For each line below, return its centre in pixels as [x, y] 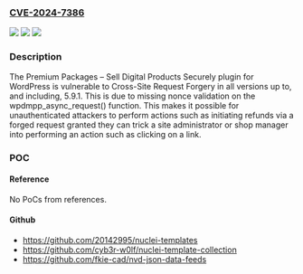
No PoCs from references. [58, 199]
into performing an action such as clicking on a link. [105, 134]
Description [36, 57]
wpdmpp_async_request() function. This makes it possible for [124, 105]
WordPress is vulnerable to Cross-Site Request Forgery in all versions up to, [151, 86]
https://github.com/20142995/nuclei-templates [110, 240]
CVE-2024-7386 [47, 13]
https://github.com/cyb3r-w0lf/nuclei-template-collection [129, 250]
